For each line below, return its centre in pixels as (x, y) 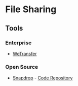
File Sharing (31, 9)
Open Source (22, 67)
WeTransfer (25, 53)
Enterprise (18, 43)
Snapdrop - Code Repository (43, 78)
